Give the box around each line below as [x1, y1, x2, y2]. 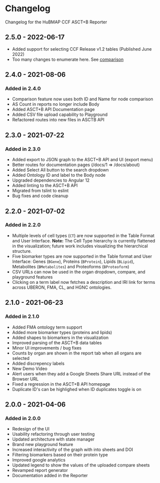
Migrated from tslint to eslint [12, 188, 69, 194]
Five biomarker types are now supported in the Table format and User [12, 253, 152, 259]
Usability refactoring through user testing [12, 431, 95, 437]
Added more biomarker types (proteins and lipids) [12, 329, 112, 335]
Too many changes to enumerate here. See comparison [12, 56, 124, 62]
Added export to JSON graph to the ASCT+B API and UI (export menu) [12, 157, 153, 163]
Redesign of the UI [12, 426, 50, 432]
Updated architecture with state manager [12, 436, 95, 442]
